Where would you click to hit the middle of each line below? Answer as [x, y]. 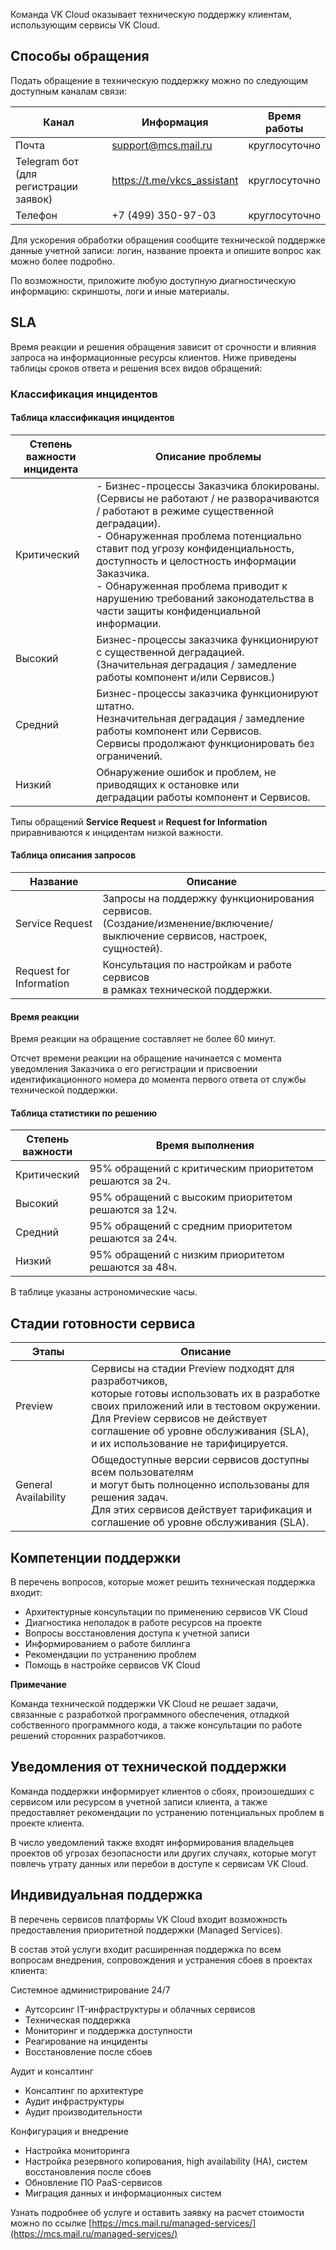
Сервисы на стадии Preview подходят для [193, 1369]
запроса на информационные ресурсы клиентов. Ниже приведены [153, 357]
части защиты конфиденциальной [179, 611]
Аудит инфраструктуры [74, 2101]
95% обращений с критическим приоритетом [201, 1169]
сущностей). [132, 948]
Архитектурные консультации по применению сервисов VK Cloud [166, 1611]
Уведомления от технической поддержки [148, 1767]
